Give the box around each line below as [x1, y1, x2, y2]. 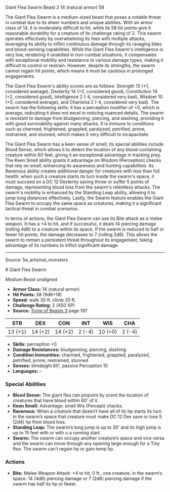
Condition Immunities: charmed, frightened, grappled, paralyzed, [12, 352, 150, 358]
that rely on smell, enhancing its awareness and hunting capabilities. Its [5, 163, 154, 168]
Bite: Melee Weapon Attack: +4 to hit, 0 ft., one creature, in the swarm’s [12, 470, 162, 476]
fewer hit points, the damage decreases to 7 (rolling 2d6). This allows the [5, 232, 158, 237]
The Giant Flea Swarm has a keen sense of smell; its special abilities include [5, 141, 164, 147]
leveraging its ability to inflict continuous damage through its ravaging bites [5, 41, 162, 47]
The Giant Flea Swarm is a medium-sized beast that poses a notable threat [5, 14, 161, 20]
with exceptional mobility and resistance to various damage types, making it [5, 57, 163, 63]
